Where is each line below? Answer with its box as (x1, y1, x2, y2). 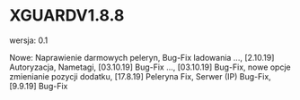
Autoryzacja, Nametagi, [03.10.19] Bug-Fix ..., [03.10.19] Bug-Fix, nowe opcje (9, 62, 291, 72)
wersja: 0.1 (9, 35, 49, 46)
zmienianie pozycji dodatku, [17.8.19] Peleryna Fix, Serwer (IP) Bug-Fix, (9, 71, 271, 81)
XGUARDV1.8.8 (9, 5, 125, 26)
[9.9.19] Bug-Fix (9, 80, 68, 91)
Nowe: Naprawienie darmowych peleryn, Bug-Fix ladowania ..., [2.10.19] (9, 52, 275, 62)
